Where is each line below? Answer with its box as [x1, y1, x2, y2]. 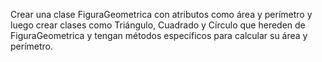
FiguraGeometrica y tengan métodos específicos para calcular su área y [10, 30, 308, 41]
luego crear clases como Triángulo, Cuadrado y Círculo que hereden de [10, 19, 306, 31]
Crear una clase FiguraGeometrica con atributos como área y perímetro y [10, 9, 313, 20]
